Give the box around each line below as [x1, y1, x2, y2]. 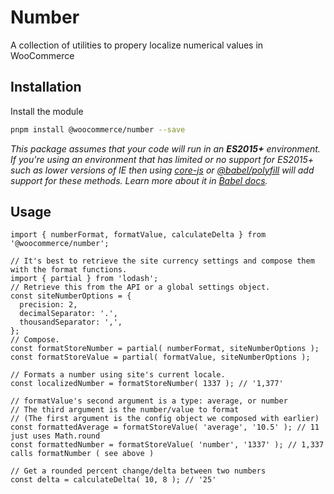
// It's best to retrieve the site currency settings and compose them [10, 256, 315, 266]
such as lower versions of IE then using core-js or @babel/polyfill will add [10, 164, 315, 176]
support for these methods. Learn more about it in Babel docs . [10, 174, 268, 186]
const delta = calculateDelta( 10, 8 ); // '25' [10, 475, 217, 485]
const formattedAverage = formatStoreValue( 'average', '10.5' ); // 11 [10, 422, 320, 433]
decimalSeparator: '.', [19, 309, 118, 319]
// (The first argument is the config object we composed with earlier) [10, 414, 320, 424]
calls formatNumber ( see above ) [10, 449, 155, 459]
